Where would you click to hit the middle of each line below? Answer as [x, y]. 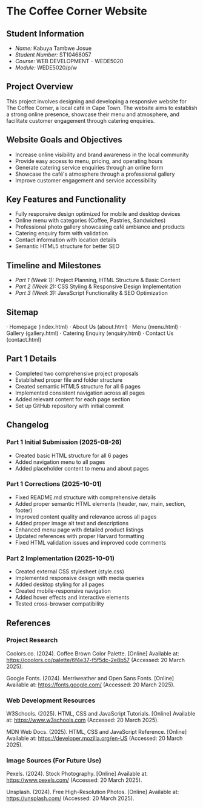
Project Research [32, 640]
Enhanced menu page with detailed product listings [79, 530]
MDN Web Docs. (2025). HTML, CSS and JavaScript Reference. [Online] [97, 732]
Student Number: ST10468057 [53, 55]
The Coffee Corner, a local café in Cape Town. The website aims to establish [102, 108]
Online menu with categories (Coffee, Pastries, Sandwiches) [90, 221]
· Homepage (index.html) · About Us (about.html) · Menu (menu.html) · [94, 327]
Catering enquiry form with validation [62, 233]
